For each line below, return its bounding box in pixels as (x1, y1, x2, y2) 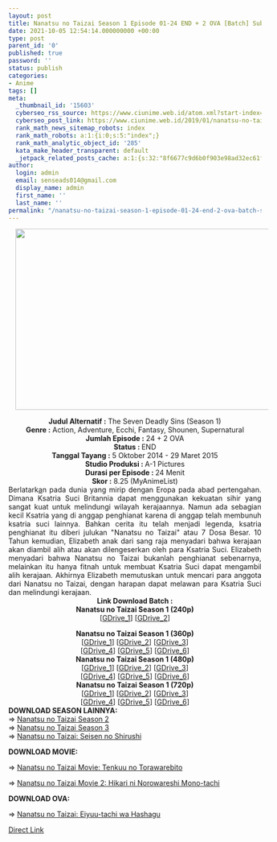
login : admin (15, 169, 59, 177)
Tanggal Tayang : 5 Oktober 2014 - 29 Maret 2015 (51, 451, 218, 460)
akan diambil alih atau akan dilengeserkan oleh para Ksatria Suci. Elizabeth (8, 545, 262, 555)
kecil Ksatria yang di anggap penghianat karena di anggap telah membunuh (8, 510, 262, 520)
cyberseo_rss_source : (15, 109, 88, 118)
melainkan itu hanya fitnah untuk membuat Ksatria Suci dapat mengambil (8, 562, 262, 572)
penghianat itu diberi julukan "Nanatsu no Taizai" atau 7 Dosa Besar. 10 (8, 528, 262, 538)
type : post (8, 34, 45, 43)
